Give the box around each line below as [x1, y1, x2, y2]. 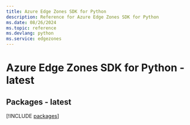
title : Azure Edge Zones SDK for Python [6, 8, 107, 15]
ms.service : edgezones [6, 36, 62, 42]
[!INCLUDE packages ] [6, 113, 59, 119]
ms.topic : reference [6, 25, 57, 31]
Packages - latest [6, 97, 72, 107]
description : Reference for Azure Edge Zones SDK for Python [6, 14, 159, 20]
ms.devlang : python [6, 31, 54, 36]
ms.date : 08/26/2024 [6, 19, 57, 25]
